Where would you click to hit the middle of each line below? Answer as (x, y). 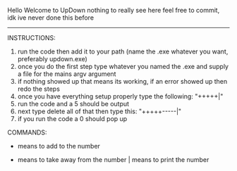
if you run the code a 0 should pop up (72, 119)
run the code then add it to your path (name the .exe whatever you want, (123, 51)
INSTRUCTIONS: (31, 38)
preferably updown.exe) (53, 59)
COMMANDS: (27, 132)
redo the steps (38, 89)
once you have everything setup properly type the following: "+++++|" (120, 96)
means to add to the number (59, 146)
